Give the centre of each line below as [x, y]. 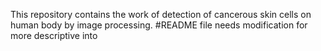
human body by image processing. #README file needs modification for [159, 25]
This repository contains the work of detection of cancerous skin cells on [161, 14]
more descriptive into [54, 35]
